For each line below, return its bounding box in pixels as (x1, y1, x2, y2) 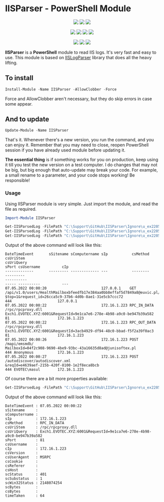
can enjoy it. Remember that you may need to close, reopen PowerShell (5, 142, 149, 148)
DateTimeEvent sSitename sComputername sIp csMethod (5, 252, 150, 257)
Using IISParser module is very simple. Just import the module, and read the (5, 201, 159, 207)
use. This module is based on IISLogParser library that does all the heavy (5, 54, 152, 60)
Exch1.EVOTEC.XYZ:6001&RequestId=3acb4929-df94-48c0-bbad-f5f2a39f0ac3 (5, 328, 154, 334)
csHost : (5, 467, 38, 472)
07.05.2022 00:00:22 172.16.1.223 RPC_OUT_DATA (5, 320, 156, 325)
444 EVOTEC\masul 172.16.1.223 (5, 367, 84, 372)
